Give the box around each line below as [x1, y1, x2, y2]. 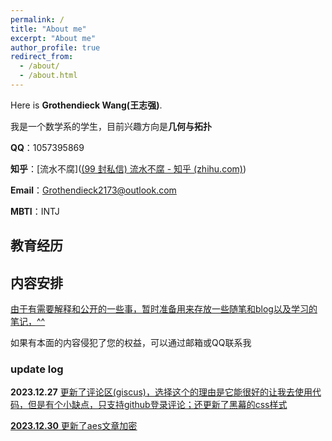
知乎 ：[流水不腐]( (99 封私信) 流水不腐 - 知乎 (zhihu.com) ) [10, 162, 247, 175]
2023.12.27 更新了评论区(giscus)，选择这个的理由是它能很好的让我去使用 [10, 386, 313, 398]
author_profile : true [10, 42, 101, 53]
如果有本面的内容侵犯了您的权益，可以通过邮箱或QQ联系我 [10, 337, 252, 349]
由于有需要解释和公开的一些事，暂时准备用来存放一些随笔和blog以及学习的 [10, 303, 318, 315]
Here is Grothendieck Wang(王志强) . [10, 99, 163, 111]
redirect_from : [10, 52, 74, 62]
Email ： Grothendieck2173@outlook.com [10, 184, 177, 196]
